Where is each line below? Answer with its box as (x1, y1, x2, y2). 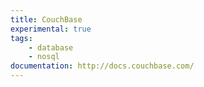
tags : (10, 33, 33, 43)
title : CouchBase (10, 14, 83, 25)
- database (28, 42, 74, 53)
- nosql (28, 52, 60, 62)
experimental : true (10, 24, 92, 34)
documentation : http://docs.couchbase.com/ (10, 61, 195, 71)
